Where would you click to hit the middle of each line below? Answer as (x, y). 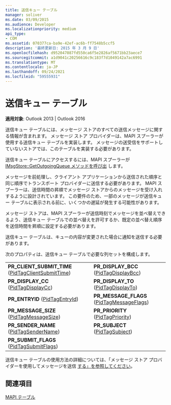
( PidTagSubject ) (113, 331)
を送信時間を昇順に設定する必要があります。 (52, 226)
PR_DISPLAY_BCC (116, 266)
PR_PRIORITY (110, 310)
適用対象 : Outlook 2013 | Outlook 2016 (45, 119)
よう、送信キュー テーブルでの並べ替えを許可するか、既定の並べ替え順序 (86, 219)
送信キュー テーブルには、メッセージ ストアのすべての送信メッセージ (77, 129)
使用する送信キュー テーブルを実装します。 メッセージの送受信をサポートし (84, 142)
